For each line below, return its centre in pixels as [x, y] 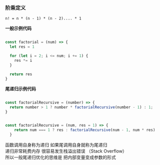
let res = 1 [22, 47]
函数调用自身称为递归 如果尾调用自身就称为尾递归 [56, 145]
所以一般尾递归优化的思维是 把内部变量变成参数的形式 [60, 157]
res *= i [23, 60]
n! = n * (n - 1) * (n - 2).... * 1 [43, 18]
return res [21, 74]
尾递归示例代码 [20, 89]
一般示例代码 [18, 28]
